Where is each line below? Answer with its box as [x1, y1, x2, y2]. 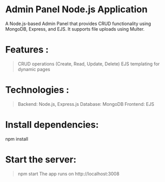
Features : [5, 44, 49, 56]
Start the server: [5, 153, 76, 165]
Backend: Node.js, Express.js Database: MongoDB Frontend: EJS [17, 101, 154, 107]
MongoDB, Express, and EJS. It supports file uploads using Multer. [5, 26, 145, 32]
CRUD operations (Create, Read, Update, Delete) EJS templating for [17, 60, 160, 67]
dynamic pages [17, 66, 50, 72]
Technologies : [5, 84, 70, 96]
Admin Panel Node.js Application [5, 4, 148, 15]
